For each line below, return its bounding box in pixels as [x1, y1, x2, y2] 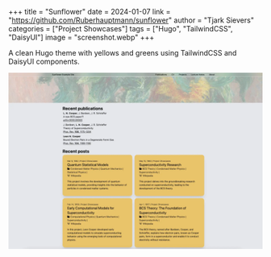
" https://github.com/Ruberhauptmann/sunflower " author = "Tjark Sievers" [8, 15, 254, 25]
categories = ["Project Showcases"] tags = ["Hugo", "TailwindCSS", [8, 24, 233, 33]
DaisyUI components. [8, 56, 80, 66]
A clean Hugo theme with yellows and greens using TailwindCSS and [8, 48, 237, 57]
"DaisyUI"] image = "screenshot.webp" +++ [8, 32, 155, 42]
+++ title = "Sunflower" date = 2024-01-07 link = [8, 7, 171, 16]
